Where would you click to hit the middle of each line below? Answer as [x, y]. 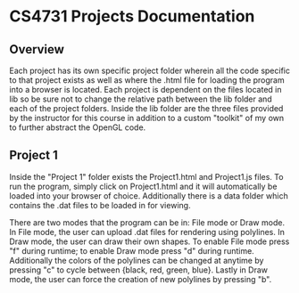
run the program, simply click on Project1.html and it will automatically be [143, 186]
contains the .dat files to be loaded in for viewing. [100, 205]
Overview [37, 49]
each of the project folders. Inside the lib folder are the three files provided [146, 108]
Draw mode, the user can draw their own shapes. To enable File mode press [149, 241]
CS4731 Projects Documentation [132, 16]
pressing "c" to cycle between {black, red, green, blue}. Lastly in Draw [139, 270]
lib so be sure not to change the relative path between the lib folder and [141, 99]
